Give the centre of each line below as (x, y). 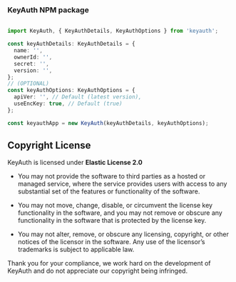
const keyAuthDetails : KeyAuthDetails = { (71, 44)
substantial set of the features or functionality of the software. (109, 191)
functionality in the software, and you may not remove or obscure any (120, 213)
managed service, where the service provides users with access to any (122, 184)
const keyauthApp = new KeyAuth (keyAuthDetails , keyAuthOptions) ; (108, 123)
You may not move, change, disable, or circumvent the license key (115, 206)
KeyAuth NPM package (48, 10)
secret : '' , (32, 64)
